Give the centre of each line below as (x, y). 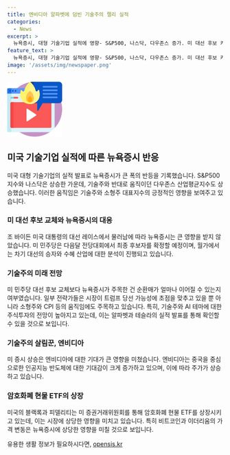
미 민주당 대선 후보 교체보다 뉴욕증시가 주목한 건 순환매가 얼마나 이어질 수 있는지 (114, 290)
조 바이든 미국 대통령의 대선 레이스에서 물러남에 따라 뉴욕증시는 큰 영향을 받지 (111, 236)
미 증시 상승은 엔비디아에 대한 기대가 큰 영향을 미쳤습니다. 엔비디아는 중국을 (108, 359)
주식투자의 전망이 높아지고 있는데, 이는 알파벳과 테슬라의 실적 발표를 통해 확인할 (113, 315)
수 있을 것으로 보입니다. (38, 324)
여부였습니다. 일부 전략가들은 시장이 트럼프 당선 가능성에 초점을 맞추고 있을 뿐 (111, 298)
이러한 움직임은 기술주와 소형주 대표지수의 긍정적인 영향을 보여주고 (127, 193)
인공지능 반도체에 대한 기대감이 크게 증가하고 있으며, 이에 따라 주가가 (117, 368)
